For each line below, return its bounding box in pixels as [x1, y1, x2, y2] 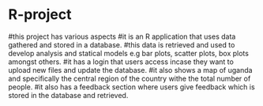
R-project [8, 6, 73, 24]
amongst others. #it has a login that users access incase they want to [8, 57, 235, 66]
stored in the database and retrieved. [8, 90, 129, 100]
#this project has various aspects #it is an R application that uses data [8, 32, 236, 41]
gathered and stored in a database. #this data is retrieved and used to [8, 40, 235, 49]
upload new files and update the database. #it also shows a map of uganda [8, 65, 253, 74]
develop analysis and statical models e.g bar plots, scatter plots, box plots [8, 48, 249, 58]
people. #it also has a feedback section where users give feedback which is [8, 81, 255, 92]
